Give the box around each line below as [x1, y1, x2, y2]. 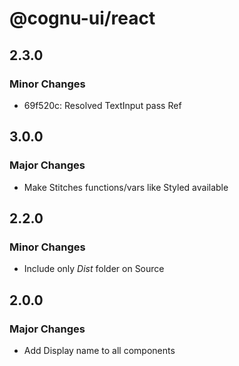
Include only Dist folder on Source [23, 263, 165, 275]
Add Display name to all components [23, 344, 176, 356]
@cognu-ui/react [9, 7, 156, 30]
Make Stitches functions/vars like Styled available [23, 181, 229, 193]
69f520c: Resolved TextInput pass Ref [23, 99, 182, 111]
